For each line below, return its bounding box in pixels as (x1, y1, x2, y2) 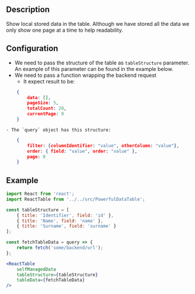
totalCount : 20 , (27, 106, 67, 111)
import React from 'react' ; (6, 191, 75, 197)
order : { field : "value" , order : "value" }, (27, 148, 138, 154)
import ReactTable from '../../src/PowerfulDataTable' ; (6, 196, 145, 202)
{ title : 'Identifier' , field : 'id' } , (16, 212, 114, 218)
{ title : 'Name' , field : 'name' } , (16, 218, 104, 224)
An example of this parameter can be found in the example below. (14, 65, 174, 72)
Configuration (6, 43, 59, 53)
